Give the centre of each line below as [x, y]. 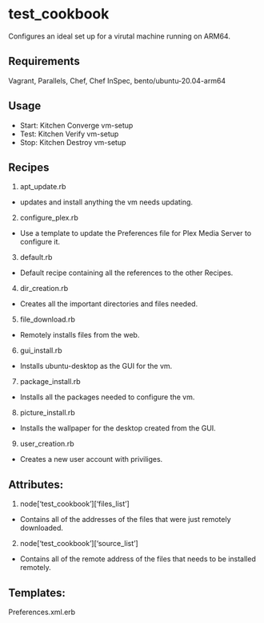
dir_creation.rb [44, 289]
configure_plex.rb [49, 218]
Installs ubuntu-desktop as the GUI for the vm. [96, 366]
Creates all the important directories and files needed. [109, 304]
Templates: [37, 593]
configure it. [40, 242]
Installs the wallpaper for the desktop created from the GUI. [118, 428]
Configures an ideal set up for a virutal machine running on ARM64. [119, 36]
